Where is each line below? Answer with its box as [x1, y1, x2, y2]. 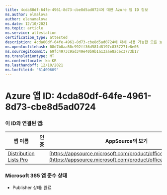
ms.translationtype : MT [5, 53, 55, 59]
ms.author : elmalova [5, 12, 48, 17]
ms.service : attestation [5, 30, 57, 35]
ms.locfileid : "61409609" [5, 68, 59, 73]
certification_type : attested [5, 35, 68, 40]
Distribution [7, 150, 35, 157]
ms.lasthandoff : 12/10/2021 [5, 63, 64, 68]
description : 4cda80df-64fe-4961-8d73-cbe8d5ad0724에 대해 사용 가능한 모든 [5, 40, 158, 45]
